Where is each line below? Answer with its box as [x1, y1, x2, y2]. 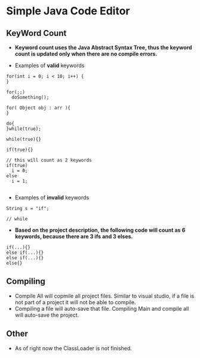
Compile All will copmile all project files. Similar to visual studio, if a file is [14, 292, 195, 299]
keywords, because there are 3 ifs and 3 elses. [14, 233, 133, 240]
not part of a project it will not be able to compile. [14, 298, 136, 306]
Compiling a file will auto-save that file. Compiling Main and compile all [14, 305, 189, 312]
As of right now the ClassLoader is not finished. [14, 344, 133, 351]
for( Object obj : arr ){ [6, 105, 70, 111]
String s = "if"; [6, 205, 50, 211]
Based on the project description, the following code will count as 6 [14, 226, 186, 233]
